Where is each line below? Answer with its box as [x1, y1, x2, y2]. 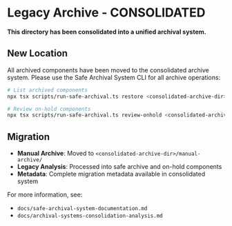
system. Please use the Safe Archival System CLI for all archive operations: [7, 73, 221, 81]
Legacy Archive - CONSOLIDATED [7, 5, 206, 21]
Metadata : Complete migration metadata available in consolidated [17, 170, 206, 178]
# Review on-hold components [7, 105, 91, 112]
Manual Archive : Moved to [17, 150, 95, 158]
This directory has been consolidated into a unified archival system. [7, 28, 206, 36]
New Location [7, 48, 68, 59]
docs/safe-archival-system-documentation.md [17, 205, 148, 212]
